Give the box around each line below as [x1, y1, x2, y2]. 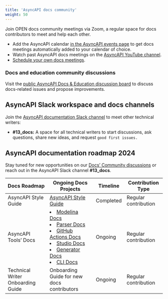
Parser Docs [56, 221, 85, 228]
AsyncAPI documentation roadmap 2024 [5, 149, 135, 157]
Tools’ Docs [7, 237, 35, 244]
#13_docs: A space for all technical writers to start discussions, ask [12, 129, 152, 135]
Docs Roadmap [7, 183, 45, 190]
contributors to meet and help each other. [5, 31, 91, 37]
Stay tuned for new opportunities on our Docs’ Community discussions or [5, 162, 156, 168]
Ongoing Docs [52, 179, 88, 186]
